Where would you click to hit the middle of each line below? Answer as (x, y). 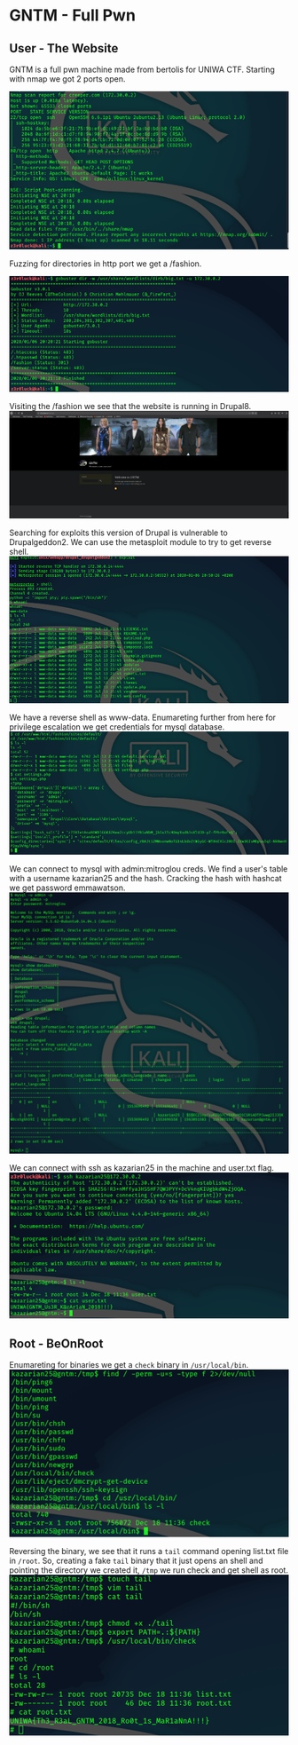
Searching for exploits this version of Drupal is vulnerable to (118, 533)
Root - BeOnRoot (56, 1343)
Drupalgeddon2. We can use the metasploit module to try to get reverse (141, 542)
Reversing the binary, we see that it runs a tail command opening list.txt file (149, 1552)
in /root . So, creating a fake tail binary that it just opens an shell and (136, 1561)
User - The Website (64, 48)
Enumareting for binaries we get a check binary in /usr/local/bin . (129, 1365)
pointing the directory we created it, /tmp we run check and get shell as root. (149, 1570)
